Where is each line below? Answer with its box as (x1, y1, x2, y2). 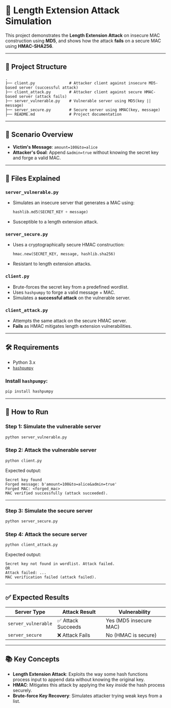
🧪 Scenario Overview (5, 130, 73, 139)
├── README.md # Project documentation (5, 111, 122, 117)
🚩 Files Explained (5, 174, 61, 183)
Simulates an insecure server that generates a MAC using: (12, 200, 135, 206)
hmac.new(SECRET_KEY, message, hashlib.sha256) (12, 251, 116, 257)
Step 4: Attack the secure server (5, 530, 88, 537)
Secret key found (5, 477, 42, 483)
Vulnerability (118, 608, 151, 615)
